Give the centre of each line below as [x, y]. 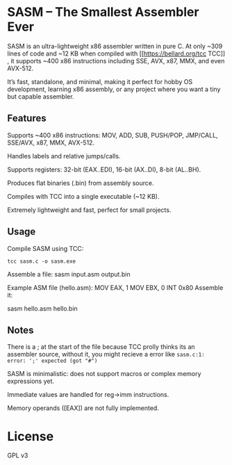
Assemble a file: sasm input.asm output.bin [69, 274]
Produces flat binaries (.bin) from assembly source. [81, 183]
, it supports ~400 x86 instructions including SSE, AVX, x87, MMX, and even [116, 60]
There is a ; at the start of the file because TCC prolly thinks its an [101, 347]
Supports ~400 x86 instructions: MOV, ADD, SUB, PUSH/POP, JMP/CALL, [113, 135]
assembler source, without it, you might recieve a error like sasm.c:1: [106, 354]
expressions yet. [31, 381]
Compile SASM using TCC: [45, 248]
